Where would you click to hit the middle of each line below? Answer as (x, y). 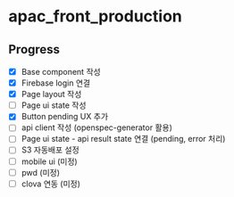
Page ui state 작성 (54, 105)
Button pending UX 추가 (65, 117)
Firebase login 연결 (56, 83)
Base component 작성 (61, 72)
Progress (34, 49)
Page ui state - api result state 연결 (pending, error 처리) (123, 139)
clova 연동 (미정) (51, 184)
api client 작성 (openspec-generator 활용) (97, 127)
